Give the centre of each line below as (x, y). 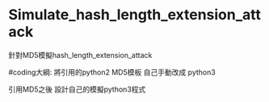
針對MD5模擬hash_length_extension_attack (80, 55)
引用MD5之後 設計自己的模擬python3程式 (77, 89)
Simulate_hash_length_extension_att (134, 15)
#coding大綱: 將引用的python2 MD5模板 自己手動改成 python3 (112, 72)
